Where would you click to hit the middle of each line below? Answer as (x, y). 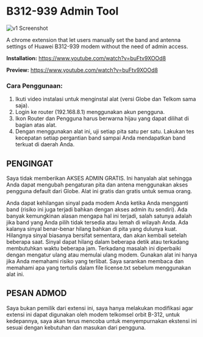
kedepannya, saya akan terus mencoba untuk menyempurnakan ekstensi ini (101, 321)
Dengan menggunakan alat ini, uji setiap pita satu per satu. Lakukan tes (105, 132)
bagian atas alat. (36, 125)
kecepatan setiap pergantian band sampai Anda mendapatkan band (100, 138)
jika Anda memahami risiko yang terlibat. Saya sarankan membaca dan (95, 261)
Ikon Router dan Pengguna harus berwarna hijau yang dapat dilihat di (102, 119)
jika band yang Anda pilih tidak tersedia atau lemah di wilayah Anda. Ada (98, 222)
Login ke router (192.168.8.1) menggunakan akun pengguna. (90, 112)
